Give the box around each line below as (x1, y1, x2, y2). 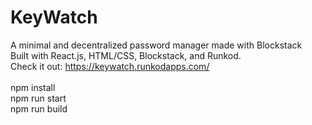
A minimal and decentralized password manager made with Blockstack (10, 39, 303, 51)
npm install (10, 81, 56, 93)
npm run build (10, 102, 68, 115)
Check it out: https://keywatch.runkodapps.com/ (10, 60, 210, 72)
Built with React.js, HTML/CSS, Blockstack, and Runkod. (10, 49, 242, 61)
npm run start (10, 92, 67, 104)
